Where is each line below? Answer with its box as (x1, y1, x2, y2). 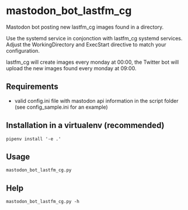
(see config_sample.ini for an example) (14, 104, 108, 111)
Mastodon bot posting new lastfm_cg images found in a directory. (6, 23, 164, 30)
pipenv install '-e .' (6, 136, 61, 142)
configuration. (6, 47, 40, 54)
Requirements (6, 82, 58, 92)
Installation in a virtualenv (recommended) (6, 121, 165, 130)
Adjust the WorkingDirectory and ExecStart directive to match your (6, 41, 166, 48)
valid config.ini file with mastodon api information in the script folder (14, 97, 179, 104)
